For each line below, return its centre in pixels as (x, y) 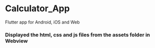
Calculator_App (38, 9)
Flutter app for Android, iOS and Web (42, 22)
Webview (16, 41)
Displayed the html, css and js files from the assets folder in (78, 35)
